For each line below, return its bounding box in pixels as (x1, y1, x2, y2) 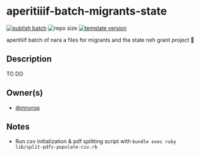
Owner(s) (6, 88, 43, 98)
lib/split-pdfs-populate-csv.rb (15, 144, 98, 151)
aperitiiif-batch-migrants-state (6, 4, 167, 18)
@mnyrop (15, 104, 40, 111)
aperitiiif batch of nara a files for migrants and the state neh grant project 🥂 (6, 36, 195, 43)
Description (6, 54, 52, 65)
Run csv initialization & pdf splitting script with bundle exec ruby (15, 138, 177, 145)
